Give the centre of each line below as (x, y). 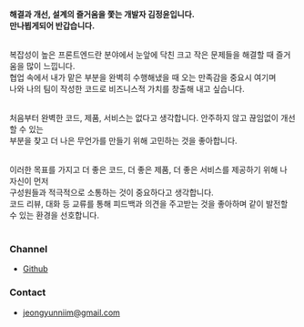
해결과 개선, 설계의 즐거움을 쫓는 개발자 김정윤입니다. (102, 14)
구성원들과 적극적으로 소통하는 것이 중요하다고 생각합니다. (111, 192)
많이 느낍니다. (51, 66)
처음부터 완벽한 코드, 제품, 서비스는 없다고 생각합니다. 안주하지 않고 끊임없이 (144, 118)
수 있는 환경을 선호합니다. (55, 215)
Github (35, 269)
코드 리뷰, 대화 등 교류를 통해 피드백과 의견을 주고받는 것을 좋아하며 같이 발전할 (149, 204)
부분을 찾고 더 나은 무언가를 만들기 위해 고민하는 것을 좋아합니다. (124, 141)
